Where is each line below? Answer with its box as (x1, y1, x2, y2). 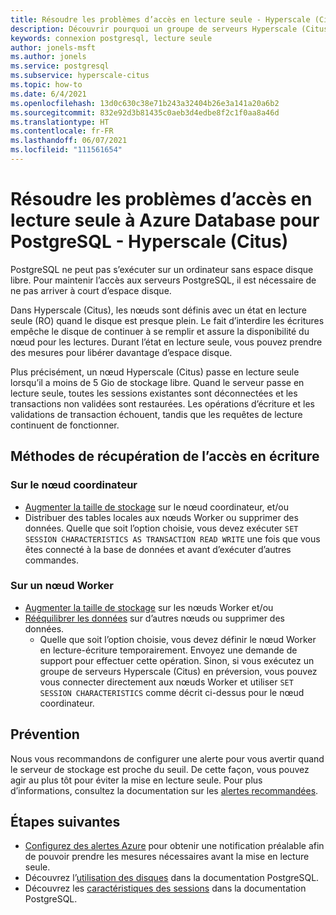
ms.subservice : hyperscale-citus (10, 71, 150, 81)
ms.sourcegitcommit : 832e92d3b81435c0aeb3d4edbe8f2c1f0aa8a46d (10, 107, 280, 118)
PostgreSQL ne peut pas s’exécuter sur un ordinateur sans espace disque (10, 263, 314, 275)
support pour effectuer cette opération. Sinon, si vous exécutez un (39, 654, 315, 666)
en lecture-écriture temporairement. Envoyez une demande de (39, 644, 298, 656)
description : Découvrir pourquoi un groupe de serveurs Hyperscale (10, 24, 298, 34)
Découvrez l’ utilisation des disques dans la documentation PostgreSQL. (24, 872, 320, 884)
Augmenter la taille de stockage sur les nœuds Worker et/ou (24, 601, 274, 613)
